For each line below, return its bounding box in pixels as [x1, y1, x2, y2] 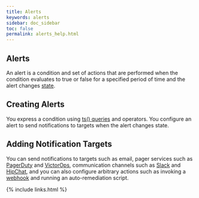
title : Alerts [6, 8, 42, 15]
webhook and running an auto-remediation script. [6, 174, 129, 181]
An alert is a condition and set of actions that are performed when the [6, 69, 179, 76]
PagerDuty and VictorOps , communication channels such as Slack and [6, 161, 181, 169]
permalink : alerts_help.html [6, 31, 79, 37]
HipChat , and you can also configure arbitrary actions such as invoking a [6, 167, 186, 175]
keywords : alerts [6, 14, 50, 20]
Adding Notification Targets [6, 139, 113, 149]
